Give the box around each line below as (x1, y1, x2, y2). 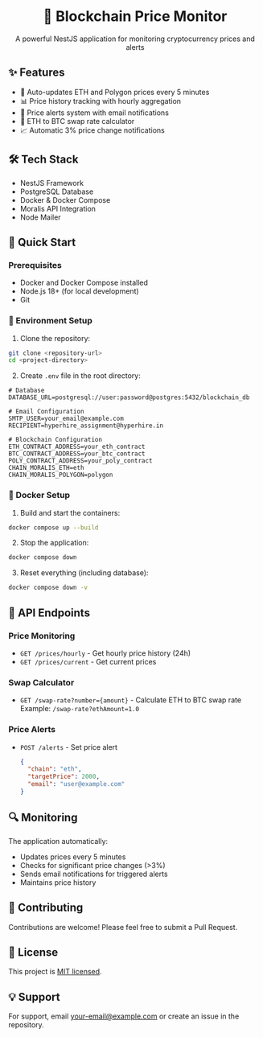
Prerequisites (8, 259, 62, 270)
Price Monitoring (8, 630, 76, 641)
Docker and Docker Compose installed (19, 278, 149, 288)
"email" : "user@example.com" (27, 780, 125, 788)
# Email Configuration (8, 408, 84, 416)
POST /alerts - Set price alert (19, 742, 118, 751)
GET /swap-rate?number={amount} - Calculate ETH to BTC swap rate (19, 695, 242, 705)
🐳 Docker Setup (8, 490, 71, 501)
